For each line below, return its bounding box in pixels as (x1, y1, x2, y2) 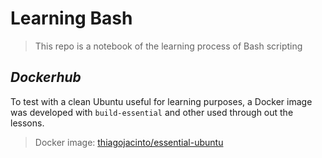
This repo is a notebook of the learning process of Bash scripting (34, 40, 303, 52)
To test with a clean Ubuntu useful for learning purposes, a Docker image (10, 95, 313, 107)
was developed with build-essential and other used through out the (10, 106, 294, 118)
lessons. (10, 117, 45, 129)
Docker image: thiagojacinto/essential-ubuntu (34, 136, 224, 148)
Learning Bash (10, 7, 133, 30)
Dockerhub (10, 69, 82, 86)
